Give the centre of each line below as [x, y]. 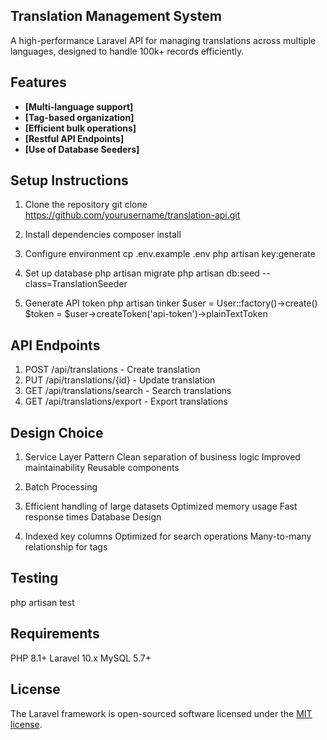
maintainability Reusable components [102, 468]
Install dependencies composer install [103, 235]
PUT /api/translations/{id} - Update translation [120, 380]
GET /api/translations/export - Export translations [126, 401]
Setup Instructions [69, 180]
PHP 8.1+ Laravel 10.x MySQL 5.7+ [81, 658]
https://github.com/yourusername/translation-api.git [132, 215]
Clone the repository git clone [86, 205]
